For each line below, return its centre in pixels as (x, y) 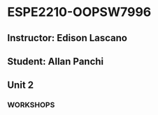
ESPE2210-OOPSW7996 (79, 12)
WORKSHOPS (31, 105)
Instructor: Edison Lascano (67, 38)
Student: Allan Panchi (56, 61)
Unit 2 (21, 85)
